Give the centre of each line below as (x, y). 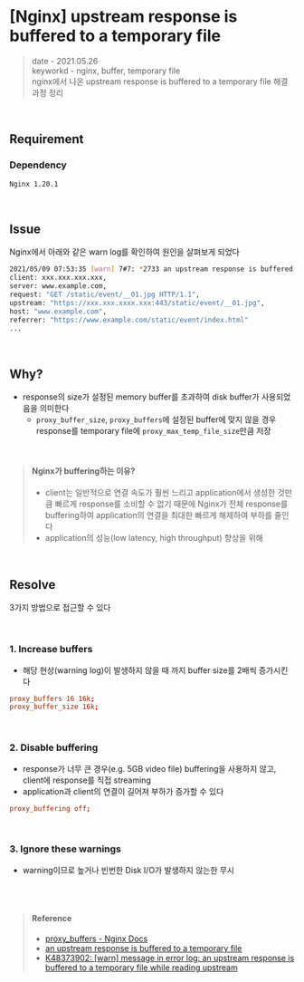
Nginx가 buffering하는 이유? (83, 471)
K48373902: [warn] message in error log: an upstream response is (170, 958)
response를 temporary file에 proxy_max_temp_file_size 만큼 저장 (153, 431)
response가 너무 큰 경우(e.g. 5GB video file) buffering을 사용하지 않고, (149, 768)
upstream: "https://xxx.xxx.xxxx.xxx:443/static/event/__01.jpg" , (137, 303)
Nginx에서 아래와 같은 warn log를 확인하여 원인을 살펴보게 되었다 (124, 252)
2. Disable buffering (54, 747)
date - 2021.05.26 (65, 61)
